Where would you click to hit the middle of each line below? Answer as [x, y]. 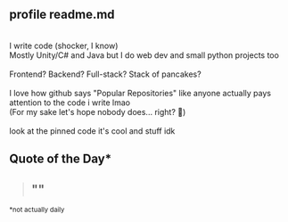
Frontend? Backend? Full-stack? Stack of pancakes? [106, 74]
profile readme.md [62, 15]
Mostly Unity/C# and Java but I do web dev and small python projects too [144, 55]
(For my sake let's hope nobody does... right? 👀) [98, 111]
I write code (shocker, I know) [64, 45]
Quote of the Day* [61, 159]
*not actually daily [37, 210]
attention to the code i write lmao [70, 103]
